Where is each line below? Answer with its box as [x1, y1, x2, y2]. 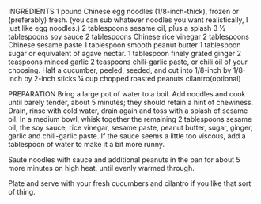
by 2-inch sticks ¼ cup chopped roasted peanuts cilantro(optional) [23, 74, 241, 83]
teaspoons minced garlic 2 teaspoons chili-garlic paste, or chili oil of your [8, 57, 248, 66]
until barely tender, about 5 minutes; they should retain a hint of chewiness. [8, 98, 254, 107]
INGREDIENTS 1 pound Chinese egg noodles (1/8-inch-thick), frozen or [8, 7, 240, 16]
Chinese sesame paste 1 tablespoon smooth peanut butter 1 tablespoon [8, 40, 241, 50]
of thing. [8, 187, 36, 196]
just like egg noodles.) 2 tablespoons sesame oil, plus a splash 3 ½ [8, 24, 226, 32]
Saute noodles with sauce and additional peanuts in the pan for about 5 [8, 155, 241, 164]
